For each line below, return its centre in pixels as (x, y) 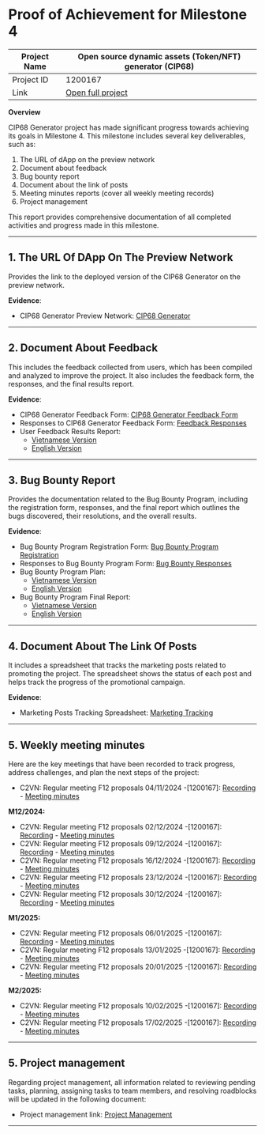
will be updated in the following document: (77, 1099)
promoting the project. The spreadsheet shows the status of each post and (130, 674)
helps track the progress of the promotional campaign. (97, 682)
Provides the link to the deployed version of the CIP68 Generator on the (124, 276)
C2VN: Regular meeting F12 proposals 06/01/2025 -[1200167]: (121, 933)
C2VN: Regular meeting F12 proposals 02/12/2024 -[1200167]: (121, 827)
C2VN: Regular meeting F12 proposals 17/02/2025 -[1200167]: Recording (138, 1022)
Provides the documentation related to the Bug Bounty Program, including (128, 499)
